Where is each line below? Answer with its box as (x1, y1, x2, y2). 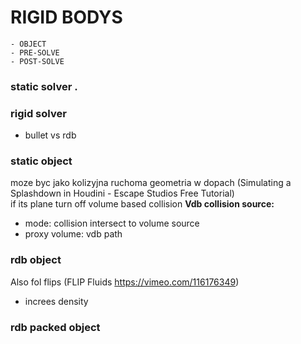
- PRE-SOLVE (10, 47, 60, 58)
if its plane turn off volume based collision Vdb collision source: (10, 198, 275, 210)
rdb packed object (10, 320, 101, 334)
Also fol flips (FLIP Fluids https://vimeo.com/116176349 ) (10, 276, 240, 288)
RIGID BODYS (10, 6, 123, 29)
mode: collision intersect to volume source (24, 217, 200, 230)
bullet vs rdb (24, 129, 77, 141)
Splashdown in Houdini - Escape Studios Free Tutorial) (10, 187, 235, 200)
